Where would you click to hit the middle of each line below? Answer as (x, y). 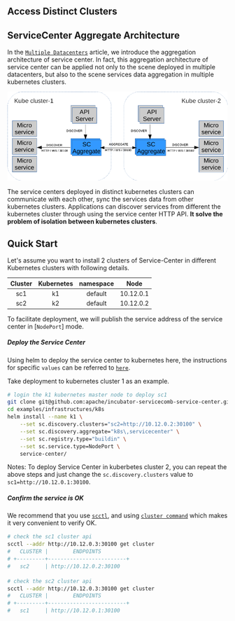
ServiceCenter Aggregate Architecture (94, 35)
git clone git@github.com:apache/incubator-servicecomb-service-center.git (120, 402)
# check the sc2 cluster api (50, 581)
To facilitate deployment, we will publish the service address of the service (115, 319)
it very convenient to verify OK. (52, 523)
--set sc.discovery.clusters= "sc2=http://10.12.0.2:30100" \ (111, 424)
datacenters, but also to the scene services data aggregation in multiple (111, 75)
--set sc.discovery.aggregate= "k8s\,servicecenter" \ (100, 431)
